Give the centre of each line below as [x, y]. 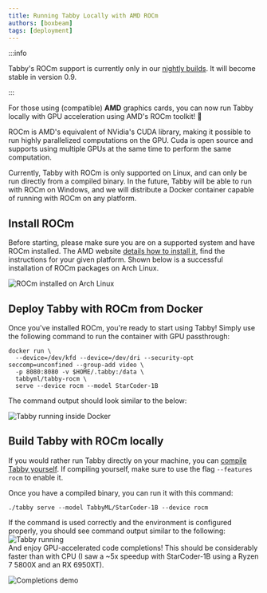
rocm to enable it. [36, 477]
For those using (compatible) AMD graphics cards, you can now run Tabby [131, 108]
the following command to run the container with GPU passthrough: [119, 336]
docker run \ [30, 351]
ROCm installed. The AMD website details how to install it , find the [117, 251]
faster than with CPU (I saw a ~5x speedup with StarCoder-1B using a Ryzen [133, 556]
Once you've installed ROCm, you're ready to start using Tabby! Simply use [132, 328]
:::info [18, 53]
